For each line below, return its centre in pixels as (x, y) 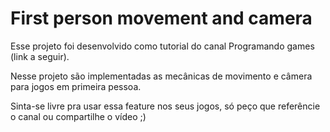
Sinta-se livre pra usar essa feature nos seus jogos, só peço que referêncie (165, 106)
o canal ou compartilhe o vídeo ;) (78, 116)
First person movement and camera (161, 18)
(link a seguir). (40, 56)
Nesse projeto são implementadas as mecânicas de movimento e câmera (161, 76)
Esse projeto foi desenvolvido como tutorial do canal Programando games (162, 46)
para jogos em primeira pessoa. (76, 86)
